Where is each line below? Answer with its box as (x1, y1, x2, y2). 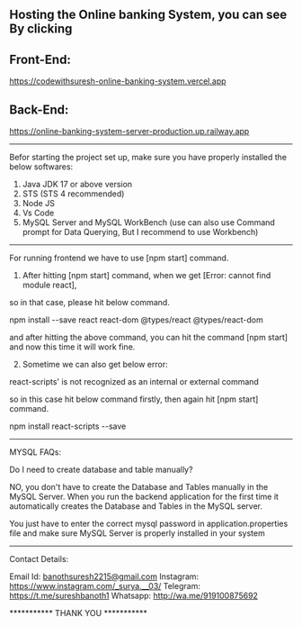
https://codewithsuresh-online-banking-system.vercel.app (9, 76, 226, 86)
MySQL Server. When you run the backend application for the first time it (9, 491, 279, 503)
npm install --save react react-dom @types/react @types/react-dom (9, 314, 263, 325)
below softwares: (9, 161, 74, 172)
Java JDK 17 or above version (22, 179, 133, 190)
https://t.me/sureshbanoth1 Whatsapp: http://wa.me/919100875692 (9, 590, 259, 602)
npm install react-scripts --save (9, 421, 127, 431)
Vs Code (22, 207, 55, 219)
